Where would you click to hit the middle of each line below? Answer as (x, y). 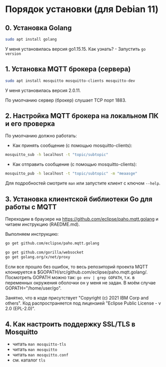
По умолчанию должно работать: (41, 136)
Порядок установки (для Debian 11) (82, 9)
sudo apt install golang (31, 39)
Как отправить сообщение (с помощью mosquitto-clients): (74, 164)
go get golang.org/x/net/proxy (38, 257)
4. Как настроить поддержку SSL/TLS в (70, 324)
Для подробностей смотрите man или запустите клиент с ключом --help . (83, 183)
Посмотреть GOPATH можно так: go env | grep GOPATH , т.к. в (70, 277)
